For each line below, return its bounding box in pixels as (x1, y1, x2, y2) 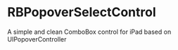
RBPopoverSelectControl (7, 4, 156, 20)
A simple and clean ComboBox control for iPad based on (7, 27, 172, 36)
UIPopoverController (7, 35, 67, 43)
